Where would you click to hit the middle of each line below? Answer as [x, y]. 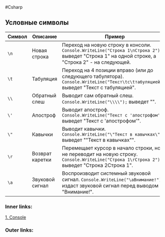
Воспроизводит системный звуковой [106, 173]
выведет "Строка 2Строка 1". [98, 165]
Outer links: [19, 230]
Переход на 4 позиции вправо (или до [108, 70]
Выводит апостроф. [85, 110]
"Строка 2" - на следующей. [96, 62]
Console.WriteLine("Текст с [95, 115]
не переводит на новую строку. [100, 154]
